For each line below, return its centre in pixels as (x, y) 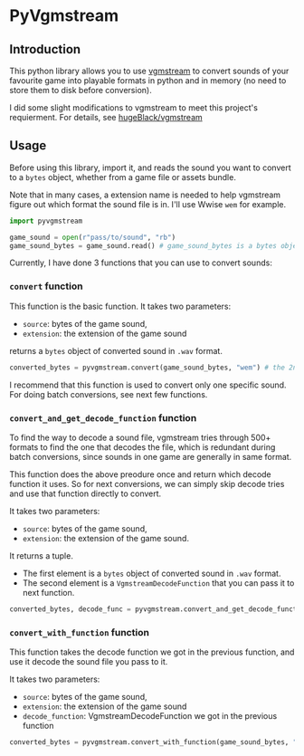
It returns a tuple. (42, 555)
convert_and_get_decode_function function (103, 417)
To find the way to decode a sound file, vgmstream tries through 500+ (140, 437)
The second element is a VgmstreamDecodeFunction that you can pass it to (158, 583)
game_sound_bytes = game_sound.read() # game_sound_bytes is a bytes (143, 245)
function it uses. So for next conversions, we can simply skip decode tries (147, 483)
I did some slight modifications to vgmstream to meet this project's (133, 108)
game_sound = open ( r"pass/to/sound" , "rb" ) (93, 237)
